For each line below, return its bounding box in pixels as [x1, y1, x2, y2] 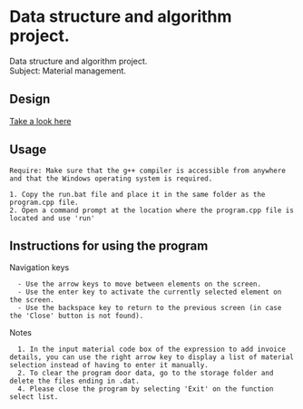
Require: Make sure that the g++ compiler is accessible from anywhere [9, 166, 286, 175]
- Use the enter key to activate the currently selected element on [17, 287, 282, 297]
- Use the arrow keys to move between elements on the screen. [17, 279, 261, 289]
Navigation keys [9, 262, 70, 273]
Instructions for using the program [9, 238, 209, 253]
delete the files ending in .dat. [9, 376, 141, 386]
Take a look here [9, 115, 72, 126]
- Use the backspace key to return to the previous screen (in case [17, 304, 282, 313]
